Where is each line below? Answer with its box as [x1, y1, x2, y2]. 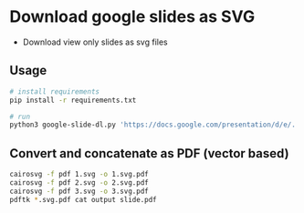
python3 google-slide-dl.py [9, 120, 117, 129]
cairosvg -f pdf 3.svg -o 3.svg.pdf [9, 187, 149, 196]
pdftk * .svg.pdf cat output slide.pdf [9, 195, 157, 204]
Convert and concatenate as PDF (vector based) [9, 146, 289, 161]
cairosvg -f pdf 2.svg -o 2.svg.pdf [9, 177, 149, 188]
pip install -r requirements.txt [9, 96, 137, 105]
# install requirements [9, 86, 100, 96]
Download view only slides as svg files [22, 36, 168, 47]
